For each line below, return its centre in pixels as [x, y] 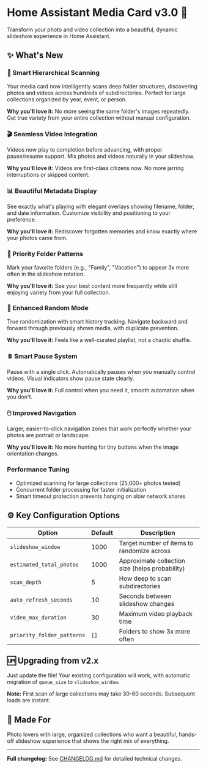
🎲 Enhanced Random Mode [48, 308]
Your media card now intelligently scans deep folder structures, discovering [102, 86]
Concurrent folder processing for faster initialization [81, 489]
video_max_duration [38, 617]
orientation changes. [33, 454]
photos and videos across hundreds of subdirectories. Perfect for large [96, 93]
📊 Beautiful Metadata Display [52, 191]
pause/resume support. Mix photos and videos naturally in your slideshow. [101, 156]
